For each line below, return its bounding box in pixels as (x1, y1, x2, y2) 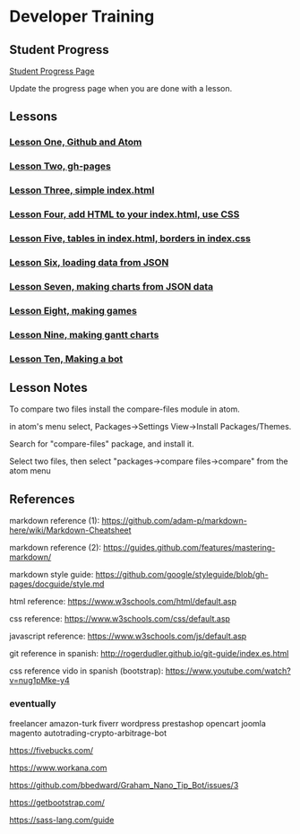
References (9, 491, 75, 507)
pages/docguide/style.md (9, 578, 105, 589)
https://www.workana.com (9, 762, 107, 773)
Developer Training (9, 6, 155, 27)
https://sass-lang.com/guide (9, 814, 115, 825)
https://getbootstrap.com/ (9, 796, 106, 808)
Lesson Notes (9, 380, 88, 395)
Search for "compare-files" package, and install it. (9, 439, 194, 449)
